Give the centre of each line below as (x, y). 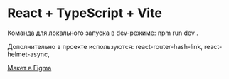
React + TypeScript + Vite (85, 13)
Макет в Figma (30, 68)
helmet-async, (28, 54)
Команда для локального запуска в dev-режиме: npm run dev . (103, 33)
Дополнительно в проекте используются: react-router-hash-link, (105, 46)
